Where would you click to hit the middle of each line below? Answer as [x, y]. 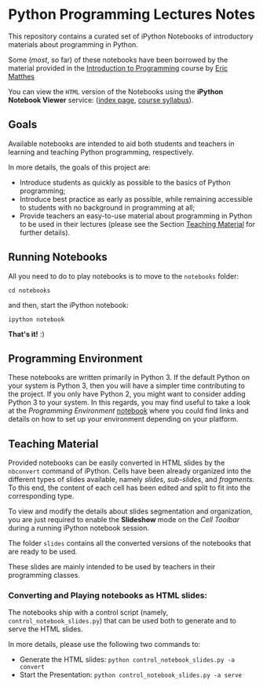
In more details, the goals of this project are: [80, 167]
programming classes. [44, 576]
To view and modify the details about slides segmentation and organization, [130, 511]
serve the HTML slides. [46, 629]
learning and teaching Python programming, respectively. [101, 152]
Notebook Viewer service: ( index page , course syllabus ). [101, 100]
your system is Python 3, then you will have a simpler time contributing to [127, 386]
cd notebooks [29, 291]
